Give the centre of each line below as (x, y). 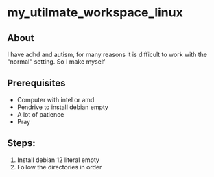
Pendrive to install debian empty (62, 107)
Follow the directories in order (59, 167)
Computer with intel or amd (56, 99)
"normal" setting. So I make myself (56, 62)
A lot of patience (40, 114)
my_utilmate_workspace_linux (95, 13)
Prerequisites (36, 83)
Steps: (21, 143)
